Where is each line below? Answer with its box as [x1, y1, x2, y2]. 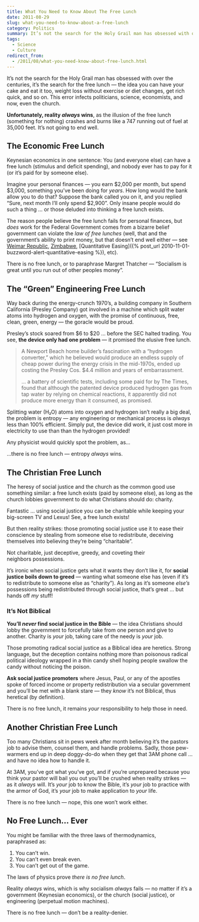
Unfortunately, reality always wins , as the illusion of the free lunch [6, 111, 171, 119]
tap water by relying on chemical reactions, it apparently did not [21, 390, 177, 398]
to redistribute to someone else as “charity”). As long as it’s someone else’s [6, 579, 190, 587]
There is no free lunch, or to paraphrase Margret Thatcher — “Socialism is [6, 260, 187, 267]
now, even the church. [6, 100, 61, 107]
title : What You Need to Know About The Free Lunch [6, 8, 136, 15]
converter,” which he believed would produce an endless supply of [21, 354, 184, 361]
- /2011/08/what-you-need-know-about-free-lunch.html [12, 58, 147, 64]
